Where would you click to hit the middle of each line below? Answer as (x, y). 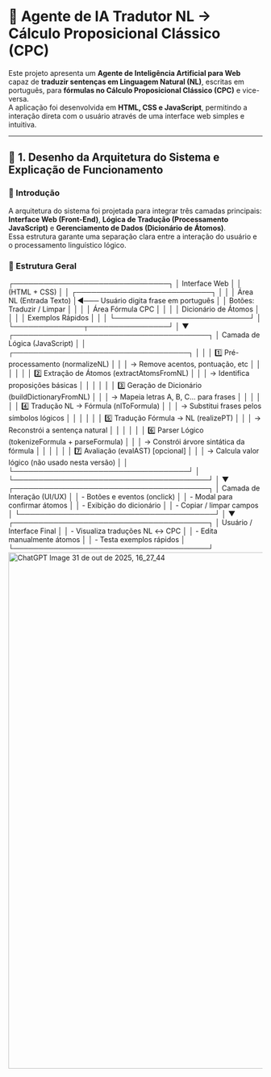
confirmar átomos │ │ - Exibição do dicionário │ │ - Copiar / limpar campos (133, 505)
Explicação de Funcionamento (86, 170)
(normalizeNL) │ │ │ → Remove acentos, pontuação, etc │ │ (161, 364)
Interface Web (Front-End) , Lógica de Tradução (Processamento (119, 219)
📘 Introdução (34, 193)
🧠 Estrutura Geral (42, 265)
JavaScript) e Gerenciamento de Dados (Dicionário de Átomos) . (117, 228)
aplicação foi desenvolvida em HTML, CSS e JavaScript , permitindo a (131, 107)
